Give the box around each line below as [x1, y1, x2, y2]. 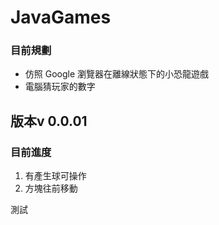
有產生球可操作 [24, 170, 87, 182]
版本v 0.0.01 [10, 112, 88, 130]
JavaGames [10, 6, 112, 29]
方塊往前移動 [24, 182, 78, 195]
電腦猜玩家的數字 [24, 81, 96, 93]
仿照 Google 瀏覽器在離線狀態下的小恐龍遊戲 [24, 68, 210, 80]
